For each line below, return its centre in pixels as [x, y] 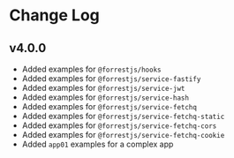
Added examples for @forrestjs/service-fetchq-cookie [123, 135]
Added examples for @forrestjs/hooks [91, 69]
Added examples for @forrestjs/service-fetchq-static [123, 116]
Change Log [54, 15]
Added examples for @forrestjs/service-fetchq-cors [119, 125]
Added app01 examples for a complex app [98, 144]
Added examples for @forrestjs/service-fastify [111, 79]
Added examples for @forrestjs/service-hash [106, 97]
